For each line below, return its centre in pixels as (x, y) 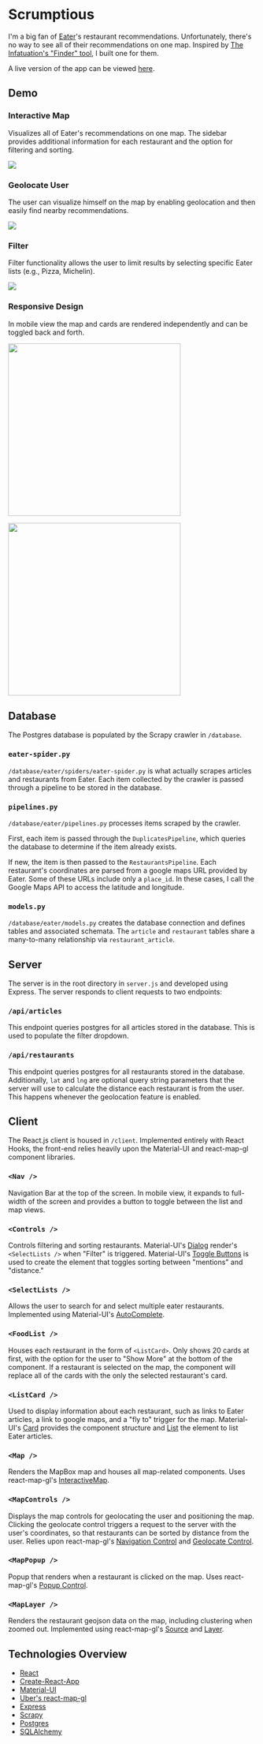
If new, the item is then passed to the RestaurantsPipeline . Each (112, 862)
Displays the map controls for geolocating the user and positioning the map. (131, 1516)
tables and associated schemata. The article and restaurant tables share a (131, 931)
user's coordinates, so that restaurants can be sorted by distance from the (129, 1533)
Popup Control (63, 1585)
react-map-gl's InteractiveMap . (59, 1480)
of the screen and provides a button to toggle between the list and (135, 1201)
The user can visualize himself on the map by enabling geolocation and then (132, 202)
